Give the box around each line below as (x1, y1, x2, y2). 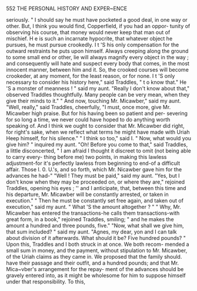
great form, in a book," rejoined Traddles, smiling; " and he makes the (6, 216, 175, 222)
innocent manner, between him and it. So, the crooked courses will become (6, 66, 189, 73)
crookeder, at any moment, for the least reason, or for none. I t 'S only (6, 73, 175, 79)
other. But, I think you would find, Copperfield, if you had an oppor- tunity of (6, 23, 191, 29)
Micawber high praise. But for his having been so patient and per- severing (6, 110, 188, 117)
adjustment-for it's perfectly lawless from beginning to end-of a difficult (6, 160, 181, 167)
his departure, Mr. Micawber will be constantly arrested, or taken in (6, 191, 169, 198)
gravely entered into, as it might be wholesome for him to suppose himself (6, 272, 186, 279)
